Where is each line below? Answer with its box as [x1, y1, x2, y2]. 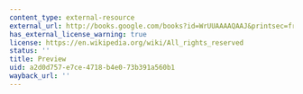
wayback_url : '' [9, 72, 70, 81]
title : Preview [9, 55, 67, 64]
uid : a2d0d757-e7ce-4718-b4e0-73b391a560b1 [9, 64, 176, 73]
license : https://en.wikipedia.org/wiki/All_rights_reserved [9, 38, 244, 47]
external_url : [9, 21, 63, 30]
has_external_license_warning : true [9, 30, 147, 38]
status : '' [9, 47, 50, 56]
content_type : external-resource [9, 13, 135, 22]
